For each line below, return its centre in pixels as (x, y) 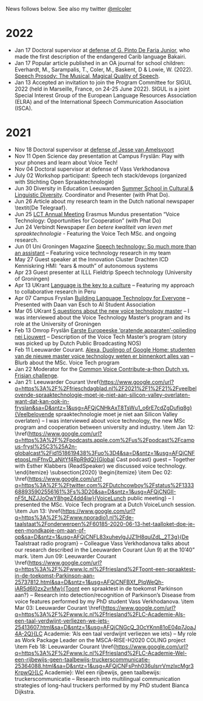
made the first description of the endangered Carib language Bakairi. (100, 56)
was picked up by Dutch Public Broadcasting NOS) (78, 343)
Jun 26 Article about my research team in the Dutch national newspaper (104, 201)
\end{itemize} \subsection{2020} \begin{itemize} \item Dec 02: (93, 472)
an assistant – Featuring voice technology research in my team (92, 253)
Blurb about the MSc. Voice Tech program (67, 362)
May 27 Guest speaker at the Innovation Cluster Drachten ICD (92, 259)
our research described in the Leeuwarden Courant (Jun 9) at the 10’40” (105, 550)
